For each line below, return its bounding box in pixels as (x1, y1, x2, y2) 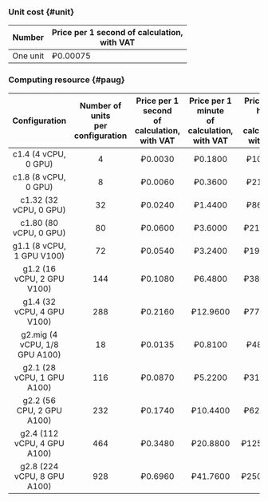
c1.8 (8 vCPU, (12, 171, 66, 182)
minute (196, 105, 225, 116)
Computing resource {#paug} (8, 74, 125, 85)
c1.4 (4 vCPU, (12, 148, 66, 160)
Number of (79, 100, 122, 111)
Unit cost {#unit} (8, 6, 74, 18)
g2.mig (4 (21, 329, 58, 340)
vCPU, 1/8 (19, 338, 59, 350)
